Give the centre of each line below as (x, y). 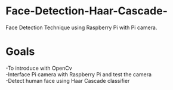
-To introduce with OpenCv (39, 68)
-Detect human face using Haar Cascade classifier (68, 80)
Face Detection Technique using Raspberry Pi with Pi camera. (81, 27)
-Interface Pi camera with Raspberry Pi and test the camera (79, 74)
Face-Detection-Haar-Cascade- (87, 11)
